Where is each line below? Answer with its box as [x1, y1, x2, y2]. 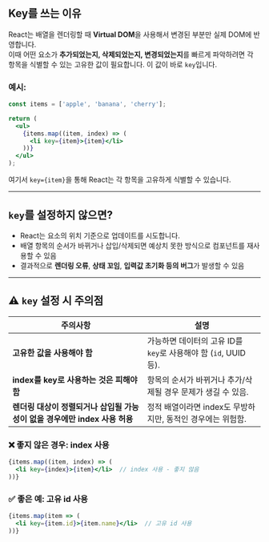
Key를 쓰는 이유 [8, 6, 82, 21]
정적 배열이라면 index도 [147, 401, 231, 412]
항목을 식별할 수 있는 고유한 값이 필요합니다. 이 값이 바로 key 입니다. [8, 59, 218, 69]
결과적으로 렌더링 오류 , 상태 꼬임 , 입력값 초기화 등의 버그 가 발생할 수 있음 [19, 260, 245, 270]
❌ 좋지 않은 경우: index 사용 [8, 439, 110, 450]
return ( [8, 114, 38, 122]
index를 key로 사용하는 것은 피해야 [12, 374, 138, 385]
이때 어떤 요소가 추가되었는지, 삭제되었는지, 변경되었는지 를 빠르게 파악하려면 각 [8, 50, 254, 59]
